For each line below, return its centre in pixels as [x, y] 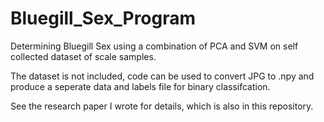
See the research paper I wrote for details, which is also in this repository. [162, 106]
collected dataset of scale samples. [83, 56]
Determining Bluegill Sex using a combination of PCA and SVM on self [154, 46]
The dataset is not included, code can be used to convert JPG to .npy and [162, 76]
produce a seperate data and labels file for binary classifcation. [140, 86]
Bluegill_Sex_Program [103, 18]
